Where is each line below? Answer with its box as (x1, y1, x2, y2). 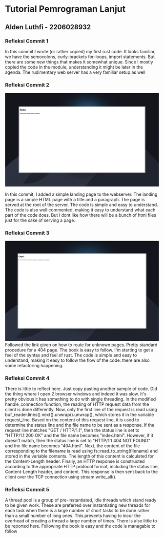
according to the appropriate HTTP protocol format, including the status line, (5, 464, 159, 470)
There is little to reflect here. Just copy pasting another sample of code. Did (5, 386, 158, 392)
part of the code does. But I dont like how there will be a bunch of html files (5, 212, 157, 218)
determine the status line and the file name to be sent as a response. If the (5, 422, 155, 428)
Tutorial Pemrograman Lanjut (5, 3, 126, 15)
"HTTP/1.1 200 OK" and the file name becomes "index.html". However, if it (5, 433, 154, 438)
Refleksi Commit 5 (5, 486, 50, 493)
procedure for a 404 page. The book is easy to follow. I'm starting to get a (5, 347, 154, 352)
